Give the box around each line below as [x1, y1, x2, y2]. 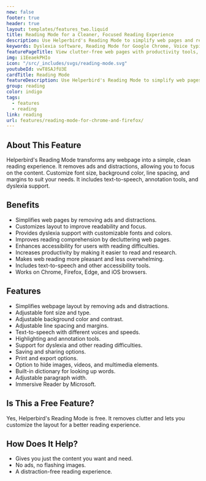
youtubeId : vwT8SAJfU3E [6, 66, 67, 72]
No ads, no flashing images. [15, 461, 86, 469]
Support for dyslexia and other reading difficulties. [15, 341, 143, 349]
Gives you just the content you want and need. [15, 455, 133, 463]
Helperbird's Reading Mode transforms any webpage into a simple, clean [6, 156, 191, 164]
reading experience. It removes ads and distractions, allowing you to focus [6, 163, 195, 170]
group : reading [6, 83, 45, 89]
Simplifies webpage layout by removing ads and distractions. [15, 302, 170, 309]
